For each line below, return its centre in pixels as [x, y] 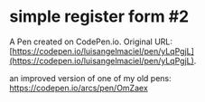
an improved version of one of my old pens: [90, 78]
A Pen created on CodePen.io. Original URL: [91, 42]
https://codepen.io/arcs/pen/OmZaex [79, 88]
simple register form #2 [99, 17]
